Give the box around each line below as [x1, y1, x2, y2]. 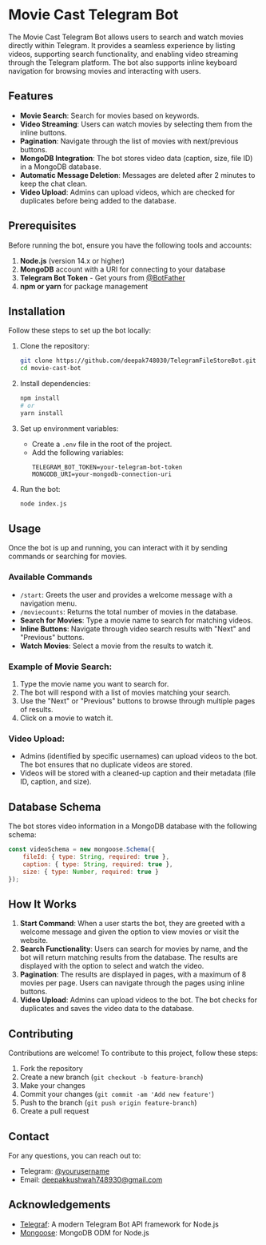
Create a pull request [19, 1106, 89, 1116]
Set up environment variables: [19, 423, 119, 433]
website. [19, 936, 49, 945]
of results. [19, 705, 54, 715]
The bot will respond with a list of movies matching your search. [19, 687, 231, 698]
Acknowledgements [8, 1198, 111, 1211]
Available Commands [8, 571, 93, 582]
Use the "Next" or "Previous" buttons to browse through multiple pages [19, 696, 256, 706]
